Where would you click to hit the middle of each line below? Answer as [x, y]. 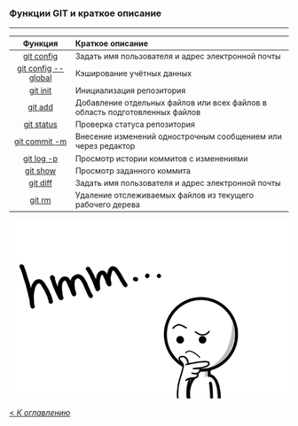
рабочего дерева [107, 205]
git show [40, 170]
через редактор [105, 146]
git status [40, 124]
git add [40, 107]
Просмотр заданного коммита [133, 170]
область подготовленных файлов [138, 112]
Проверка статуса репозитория [135, 124]
